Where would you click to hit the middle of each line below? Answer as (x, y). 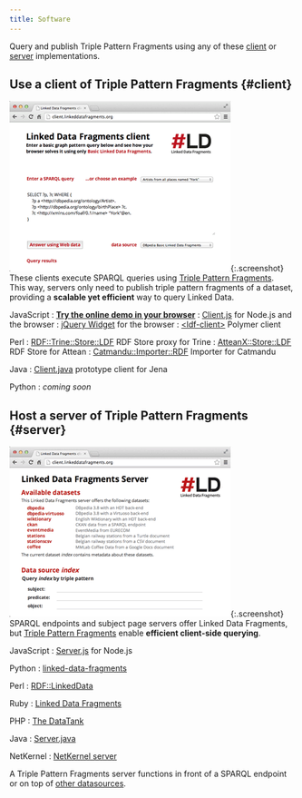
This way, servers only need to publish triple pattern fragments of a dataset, (151, 288)
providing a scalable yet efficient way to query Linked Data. (122, 297)
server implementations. (55, 55)
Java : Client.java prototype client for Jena (88, 369)
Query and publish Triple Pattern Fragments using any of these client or (143, 46)
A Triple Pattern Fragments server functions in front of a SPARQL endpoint (148, 774)
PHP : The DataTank (47, 721)
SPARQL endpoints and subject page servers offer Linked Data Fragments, (149, 624)
